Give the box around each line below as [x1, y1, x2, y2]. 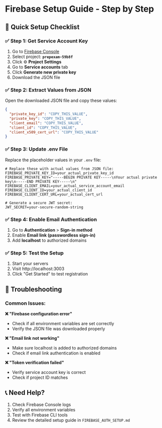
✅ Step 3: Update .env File [5, 146, 68, 153]
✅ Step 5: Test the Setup [5, 250, 64, 256]
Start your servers [12, 261, 49, 267]
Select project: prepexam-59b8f [12, 54, 73, 59]
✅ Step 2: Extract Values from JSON [5, 86, 92, 93]
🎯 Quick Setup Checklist [5, 23, 80, 31]
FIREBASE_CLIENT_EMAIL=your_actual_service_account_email [5, 183, 125, 188]
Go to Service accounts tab [12, 64, 68, 70]
